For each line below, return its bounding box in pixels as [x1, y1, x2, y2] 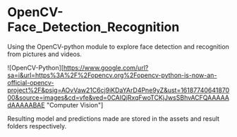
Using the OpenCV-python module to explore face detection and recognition [7, 42, 229, 51]
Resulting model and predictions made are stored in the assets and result [7, 114, 220, 123]
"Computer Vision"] [46, 100, 104, 109]
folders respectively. [7, 122, 67, 130]
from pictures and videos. [7, 50, 83, 58]
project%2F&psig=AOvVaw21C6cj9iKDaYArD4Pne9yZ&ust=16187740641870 [7, 86, 230, 94]
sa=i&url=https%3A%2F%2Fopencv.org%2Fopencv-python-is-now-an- [7, 71, 217, 79]
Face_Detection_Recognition [7, 19, 180, 35]
